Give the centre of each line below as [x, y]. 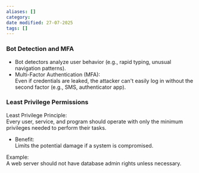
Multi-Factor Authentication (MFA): [57, 74]
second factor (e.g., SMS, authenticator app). [70, 87]
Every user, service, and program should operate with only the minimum [95, 121]
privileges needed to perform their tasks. [56, 127]
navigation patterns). [41, 68]
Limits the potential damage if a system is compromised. [84, 145]
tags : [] [17, 28]
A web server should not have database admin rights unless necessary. [94, 163]
